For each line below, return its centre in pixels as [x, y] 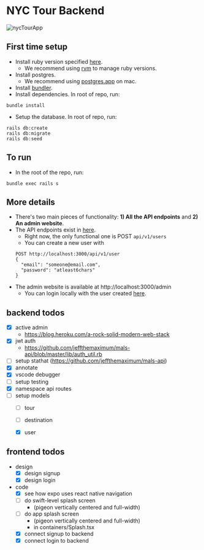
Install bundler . [34, 88]
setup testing [32, 382]
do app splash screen [52, 514]
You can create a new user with [64, 243]
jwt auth [25, 341]
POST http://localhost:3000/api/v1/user [67, 254]
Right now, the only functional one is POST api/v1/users [95, 236]
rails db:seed [25, 138]
